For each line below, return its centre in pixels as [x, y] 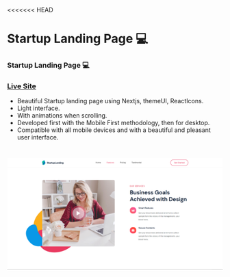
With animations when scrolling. [62, 116]
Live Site [22, 86]
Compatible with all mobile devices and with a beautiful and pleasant [114, 130]
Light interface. [38, 108]
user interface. [38, 137]
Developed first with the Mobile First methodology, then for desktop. [113, 123]
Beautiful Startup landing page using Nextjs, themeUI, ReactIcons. [110, 101]
